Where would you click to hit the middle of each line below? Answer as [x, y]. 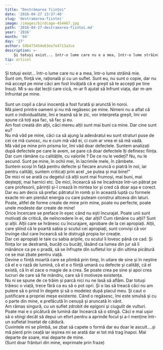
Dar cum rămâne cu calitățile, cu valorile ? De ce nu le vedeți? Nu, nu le [76, 156]
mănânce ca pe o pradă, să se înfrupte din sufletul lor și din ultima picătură [80, 250]
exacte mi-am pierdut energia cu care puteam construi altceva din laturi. [77, 197]
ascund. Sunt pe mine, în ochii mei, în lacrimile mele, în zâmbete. [70, 161]
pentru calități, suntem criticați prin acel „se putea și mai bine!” [68, 172]
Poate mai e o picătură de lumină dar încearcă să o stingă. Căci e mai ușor [79, 311]
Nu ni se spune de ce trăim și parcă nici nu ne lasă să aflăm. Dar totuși [75, 280]
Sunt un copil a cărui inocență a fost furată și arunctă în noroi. [67, 104]
